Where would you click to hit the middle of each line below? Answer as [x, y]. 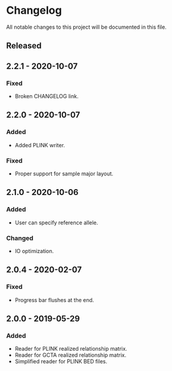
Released [24, 46]
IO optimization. [34, 251]
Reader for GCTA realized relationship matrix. [70, 355]
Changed [20, 238]
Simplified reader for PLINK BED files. [61, 361]
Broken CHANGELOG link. [47, 96]
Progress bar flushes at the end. [54, 300]
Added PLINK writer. [40, 145]
